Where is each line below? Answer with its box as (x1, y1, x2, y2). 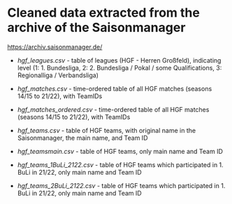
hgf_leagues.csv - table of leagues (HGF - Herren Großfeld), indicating (17, 56, 222, 64)
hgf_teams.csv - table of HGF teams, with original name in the (17, 126, 196, 134)
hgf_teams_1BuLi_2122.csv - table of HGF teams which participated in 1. (17, 160, 224, 168)
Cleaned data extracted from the (7, 5, 201, 21)
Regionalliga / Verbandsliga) (17, 71, 99, 79)
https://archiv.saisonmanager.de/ (7, 42, 103, 51)
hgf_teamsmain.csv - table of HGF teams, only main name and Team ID (17, 147, 224, 155)
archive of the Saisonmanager (7, 19, 186, 36)
